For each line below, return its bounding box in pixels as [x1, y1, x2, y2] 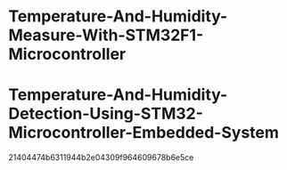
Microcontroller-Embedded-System [8, 123, 280, 143]
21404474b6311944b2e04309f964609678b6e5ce [8, 152, 194, 163]
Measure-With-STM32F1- [8, 25, 204, 45]
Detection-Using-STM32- [8, 104, 204, 124]
